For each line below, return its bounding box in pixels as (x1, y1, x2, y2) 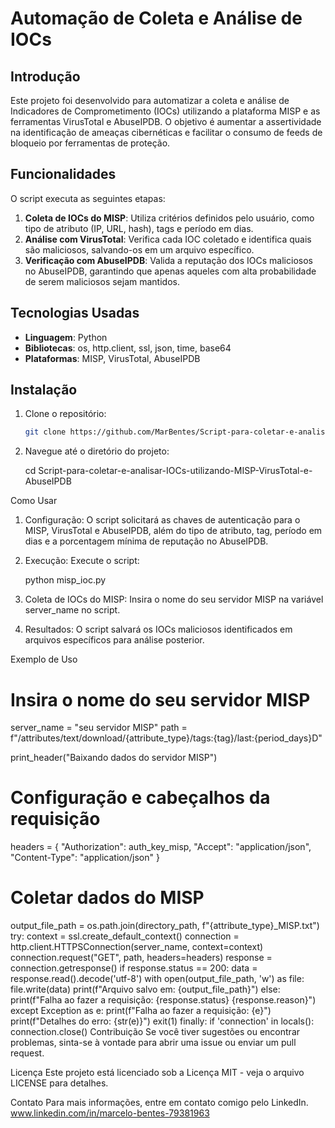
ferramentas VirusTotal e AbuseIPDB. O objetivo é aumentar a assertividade (10, 116, 322, 127)
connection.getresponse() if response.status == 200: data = (10, 962, 258, 974)
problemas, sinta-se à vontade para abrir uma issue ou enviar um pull (10, 1037, 297, 1049)
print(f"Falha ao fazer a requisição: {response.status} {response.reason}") (10, 994, 317, 1006)
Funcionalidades (10, 166, 117, 183)
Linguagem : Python (24, 331, 108, 343)
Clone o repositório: (24, 408, 107, 420)
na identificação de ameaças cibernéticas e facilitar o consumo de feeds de (10, 127, 323, 138)
